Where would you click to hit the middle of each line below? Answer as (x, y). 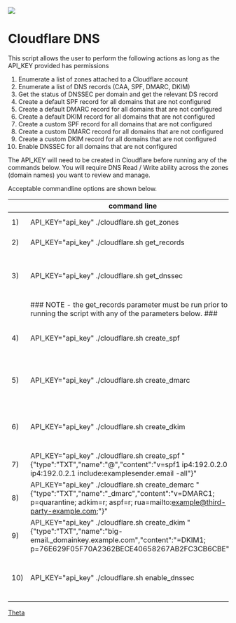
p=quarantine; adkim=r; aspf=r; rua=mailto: (101, 502)
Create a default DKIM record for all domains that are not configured (117, 117)
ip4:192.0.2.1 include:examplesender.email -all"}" (114, 473)
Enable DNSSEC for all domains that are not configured (97, 146)
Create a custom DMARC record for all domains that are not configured (120, 131)
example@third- (199, 502)
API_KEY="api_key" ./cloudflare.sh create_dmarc (110, 380)
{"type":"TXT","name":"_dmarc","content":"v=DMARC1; (123, 493)
